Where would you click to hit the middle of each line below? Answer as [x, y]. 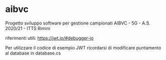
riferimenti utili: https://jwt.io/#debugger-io [50, 38]
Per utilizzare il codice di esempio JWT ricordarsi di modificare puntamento [83, 47]
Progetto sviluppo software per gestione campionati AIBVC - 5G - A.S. [78, 23]
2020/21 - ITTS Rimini [28, 28]
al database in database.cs [33, 53]
